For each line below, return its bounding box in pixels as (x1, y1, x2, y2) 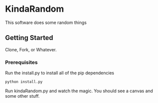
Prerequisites (5, 59, 38, 65)
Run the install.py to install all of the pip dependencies (5, 70, 114, 76)
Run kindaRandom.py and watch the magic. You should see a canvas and (5, 88, 153, 94)
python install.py (5, 80, 43, 84)
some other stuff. (5, 93, 40, 99)
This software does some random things (5, 20, 87, 25)
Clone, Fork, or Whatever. (5, 46, 57, 52)
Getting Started (5, 34, 53, 42)
